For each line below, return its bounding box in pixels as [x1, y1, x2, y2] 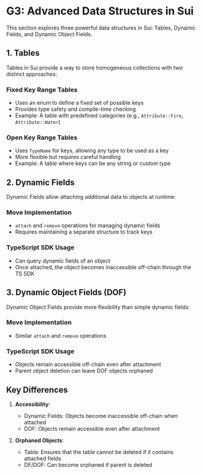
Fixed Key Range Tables [6, 86, 78, 94]
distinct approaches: [6, 70, 57, 78]
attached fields [24, 455, 62, 462]
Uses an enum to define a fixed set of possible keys [14, 99, 144, 107]
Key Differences [6, 384, 68, 395]
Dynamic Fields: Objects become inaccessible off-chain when [24, 412, 178, 419]
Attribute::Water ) [14, 119, 61, 126]
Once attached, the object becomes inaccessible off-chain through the [14, 263, 191, 270]
